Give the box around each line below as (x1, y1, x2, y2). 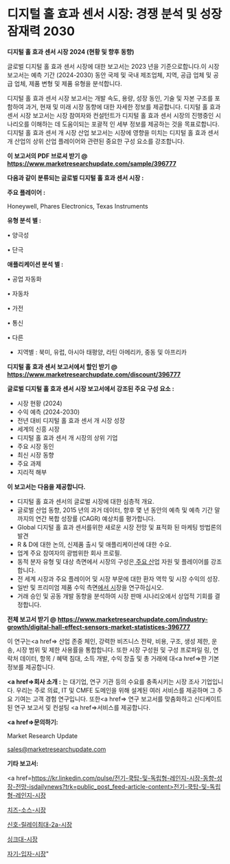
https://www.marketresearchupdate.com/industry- (57, 615, 208, 623)
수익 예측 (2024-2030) (16, 408, 80, 416)
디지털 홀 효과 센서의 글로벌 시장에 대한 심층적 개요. (16, 497, 154, 505)
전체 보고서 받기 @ (7, 615, 57, 623)
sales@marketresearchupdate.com (7, 745, 106, 753)
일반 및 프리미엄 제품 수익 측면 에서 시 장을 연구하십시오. (16, 583, 164, 591)
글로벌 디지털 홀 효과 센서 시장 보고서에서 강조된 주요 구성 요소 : (7, 384, 174, 392)
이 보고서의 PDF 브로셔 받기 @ (7, 151, 88, 160)
